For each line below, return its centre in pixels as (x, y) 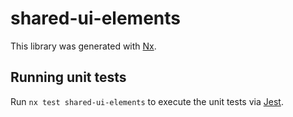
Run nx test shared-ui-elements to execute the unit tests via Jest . (147, 101)
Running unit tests (68, 77)
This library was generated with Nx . (83, 46)
